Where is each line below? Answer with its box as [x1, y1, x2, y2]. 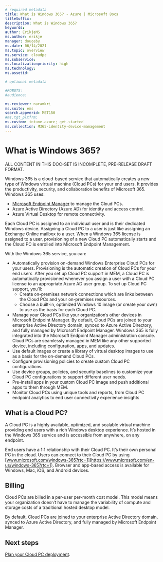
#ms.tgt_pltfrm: [5, 115, 38, 120]
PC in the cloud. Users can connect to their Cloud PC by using [5, 451, 130, 458]
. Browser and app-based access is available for [53, 462, 149, 468]
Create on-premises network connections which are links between [19, 291, 153, 297]
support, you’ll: [12, 286, 42, 292]
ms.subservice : [5, 57, 36, 62]
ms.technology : [5, 66, 36, 71]
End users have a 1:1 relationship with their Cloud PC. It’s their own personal [5, 447, 157, 452]
